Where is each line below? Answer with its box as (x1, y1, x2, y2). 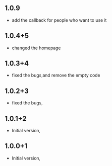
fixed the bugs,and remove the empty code (11, 72, 100, 79)
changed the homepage (11, 45, 61, 51)
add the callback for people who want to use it (11, 17, 107, 23)
